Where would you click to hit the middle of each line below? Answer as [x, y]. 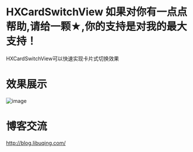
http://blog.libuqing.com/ [36, 143]
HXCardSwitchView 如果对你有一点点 [97, 12]
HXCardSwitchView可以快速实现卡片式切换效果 [63, 58]
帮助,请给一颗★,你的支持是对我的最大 [96, 27]
